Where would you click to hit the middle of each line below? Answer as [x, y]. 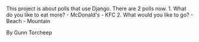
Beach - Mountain [28, 21]
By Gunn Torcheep [29, 33]
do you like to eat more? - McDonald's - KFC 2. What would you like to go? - [100, 15]
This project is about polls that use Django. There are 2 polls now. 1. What [96, 9]
